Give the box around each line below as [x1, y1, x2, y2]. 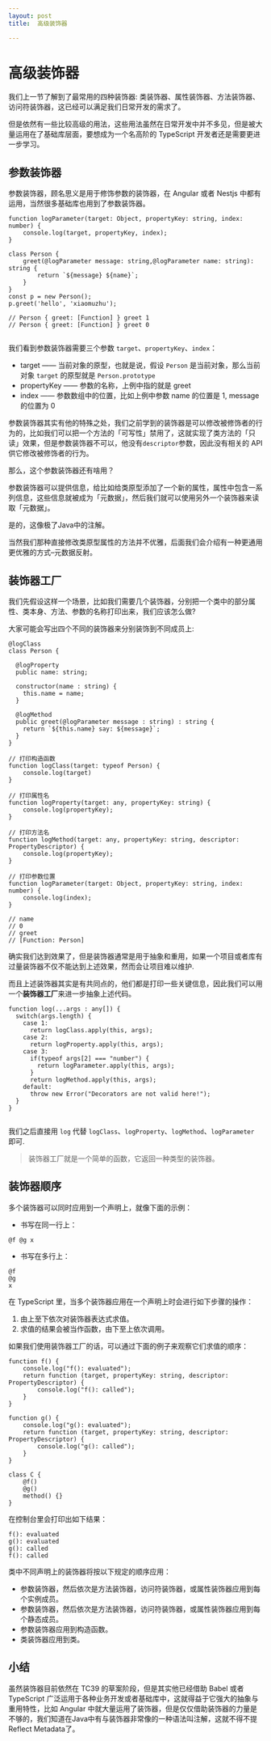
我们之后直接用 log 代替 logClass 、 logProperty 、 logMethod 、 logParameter [8, 1126, 255, 1137]
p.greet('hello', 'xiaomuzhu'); [8, 300, 117, 308]
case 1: [23, 1019, 48, 1027]
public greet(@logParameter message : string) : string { [15, 718, 215, 726]
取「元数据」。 [8, 503, 55, 513]
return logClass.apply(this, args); [29, 1027, 153, 1035]
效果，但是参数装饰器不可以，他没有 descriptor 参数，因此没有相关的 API [22, 438, 263, 448]
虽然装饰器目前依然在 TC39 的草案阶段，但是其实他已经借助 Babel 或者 [8, 1684, 244, 1693]
